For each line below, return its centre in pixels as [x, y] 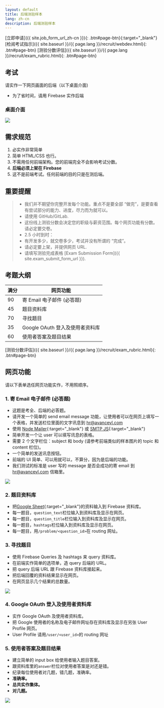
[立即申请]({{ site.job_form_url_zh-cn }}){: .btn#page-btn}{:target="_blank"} [81, 38]
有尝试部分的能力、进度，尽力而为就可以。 [67, 210]
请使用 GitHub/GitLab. [47, 216]
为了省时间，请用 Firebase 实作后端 [48, 96]
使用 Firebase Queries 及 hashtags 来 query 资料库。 [65, 557]
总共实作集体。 [27, 685]
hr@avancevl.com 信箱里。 [40, 472]
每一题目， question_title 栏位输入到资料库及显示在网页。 [70, 519]
